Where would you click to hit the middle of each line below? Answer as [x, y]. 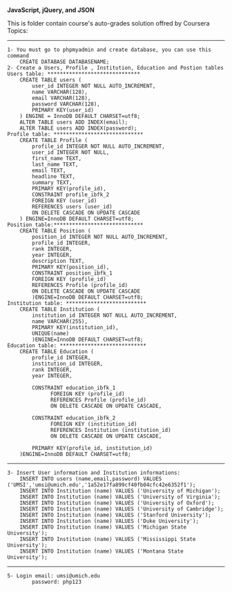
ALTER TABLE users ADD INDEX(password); [78, 128]
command [18, 56]
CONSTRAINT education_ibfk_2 [74, 418]
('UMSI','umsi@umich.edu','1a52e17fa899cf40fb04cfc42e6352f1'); [101, 485]
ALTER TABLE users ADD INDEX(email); [74, 122]
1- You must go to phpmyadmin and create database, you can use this [109, 50]
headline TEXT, [54, 177]
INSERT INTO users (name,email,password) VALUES [91, 479]
